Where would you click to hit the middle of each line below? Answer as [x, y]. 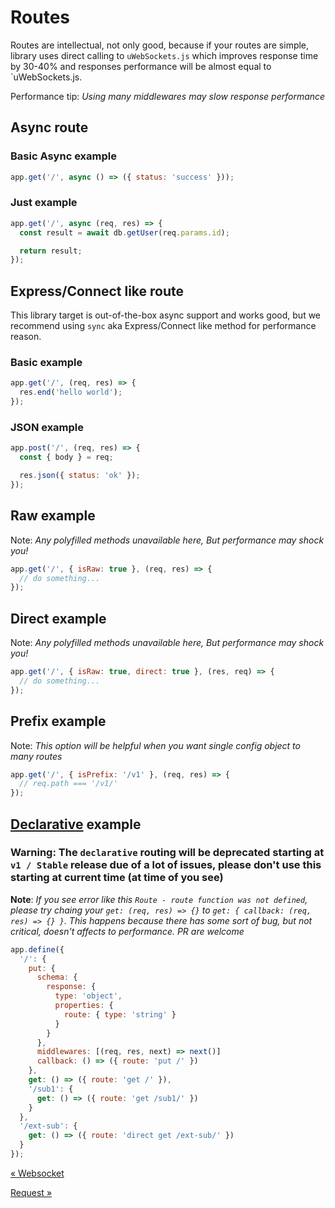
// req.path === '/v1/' [68, 784]
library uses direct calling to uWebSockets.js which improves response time [164, 55]
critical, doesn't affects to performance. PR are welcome [127, 931]
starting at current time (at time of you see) [117, 878]
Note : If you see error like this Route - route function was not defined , [159, 899]
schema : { [57, 977]
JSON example [47, 427]
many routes [36, 756]
